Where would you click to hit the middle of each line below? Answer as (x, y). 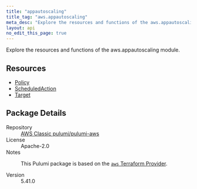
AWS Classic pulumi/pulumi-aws (60, 133)
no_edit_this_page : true (36, 33)
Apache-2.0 (35, 146)
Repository (19, 127)
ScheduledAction (35, 88)
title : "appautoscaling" (36, 11)
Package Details (36, 113)
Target (23, 95)
